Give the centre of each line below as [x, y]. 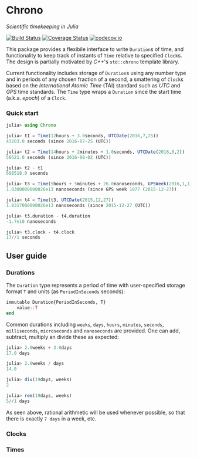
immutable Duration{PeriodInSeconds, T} [56, 303]
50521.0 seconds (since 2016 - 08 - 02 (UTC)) [59, 157]
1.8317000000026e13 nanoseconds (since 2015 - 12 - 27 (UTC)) [78, 205]
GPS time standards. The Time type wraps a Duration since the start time [94, 91]
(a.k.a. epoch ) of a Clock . [36, 98]
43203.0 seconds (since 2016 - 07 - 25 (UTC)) [59, 141]
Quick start [23, 113]
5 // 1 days [18, 401]
